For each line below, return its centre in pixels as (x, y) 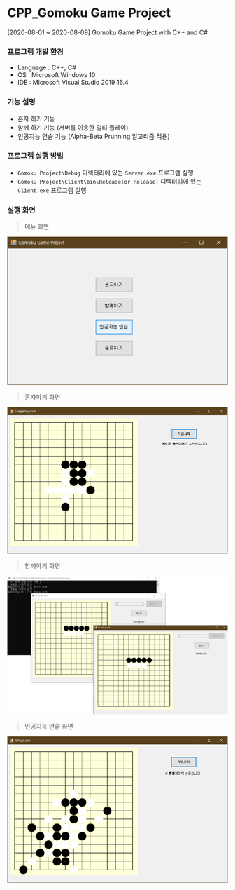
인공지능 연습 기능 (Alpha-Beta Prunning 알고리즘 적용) (93, 136)
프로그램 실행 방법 (36, 156)
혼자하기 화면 (42, 397)
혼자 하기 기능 (36, 119)
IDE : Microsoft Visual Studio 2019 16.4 (73, 83)
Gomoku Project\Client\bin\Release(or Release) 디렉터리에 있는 (109, 181)
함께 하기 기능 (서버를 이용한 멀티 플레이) (73, 127)
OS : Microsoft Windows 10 (56, 75)
